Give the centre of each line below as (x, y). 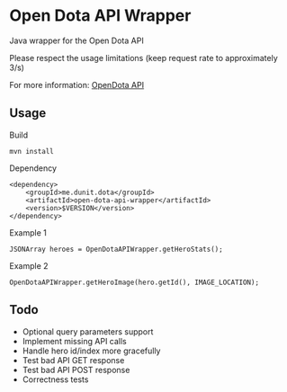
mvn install (31, 151)
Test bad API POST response (76, 370)
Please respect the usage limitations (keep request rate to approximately (143, 58)
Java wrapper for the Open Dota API (76, 40)
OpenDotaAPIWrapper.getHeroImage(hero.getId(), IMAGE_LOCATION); (134, 282)
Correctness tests (55, 379)
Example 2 (29, 265)
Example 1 (28, 232)
